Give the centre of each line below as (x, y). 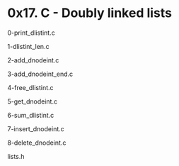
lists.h (16, 156)
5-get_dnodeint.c (33, 101)
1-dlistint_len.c (28, 46)
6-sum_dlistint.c (31, 115)
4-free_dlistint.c (31, 87)
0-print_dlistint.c (31, 33)
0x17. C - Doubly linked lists (89, 13)
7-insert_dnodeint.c (36, 128)
